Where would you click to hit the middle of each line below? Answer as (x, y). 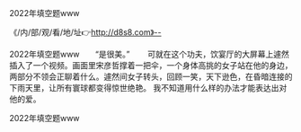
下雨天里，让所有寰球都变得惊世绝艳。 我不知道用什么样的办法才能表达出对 (148, 88)
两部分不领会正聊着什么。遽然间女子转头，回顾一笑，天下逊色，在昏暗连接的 (151, 76)
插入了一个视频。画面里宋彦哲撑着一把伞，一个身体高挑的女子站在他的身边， (151, 65)
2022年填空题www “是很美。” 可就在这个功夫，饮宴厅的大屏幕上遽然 (150, 54)
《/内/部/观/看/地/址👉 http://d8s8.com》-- (85, 32)
